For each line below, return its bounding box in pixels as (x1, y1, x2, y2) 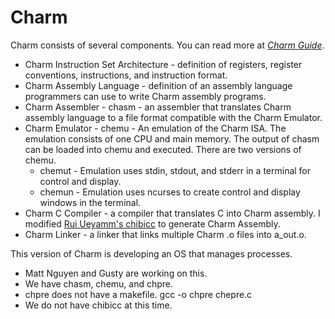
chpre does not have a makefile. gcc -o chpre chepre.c (24, 288, 253, 300)
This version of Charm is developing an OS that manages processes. (10, 247, 293, 260)
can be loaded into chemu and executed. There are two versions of (24, 143, 302, 155)
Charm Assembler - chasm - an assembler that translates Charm (24, 101, 292, 113)
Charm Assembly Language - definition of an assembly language (24, 79, 293, 91)
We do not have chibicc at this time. (24, 299, 173, 311)
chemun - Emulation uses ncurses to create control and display (39, 186, 301, 198)
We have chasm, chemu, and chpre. (24, 277, 174, 290)
